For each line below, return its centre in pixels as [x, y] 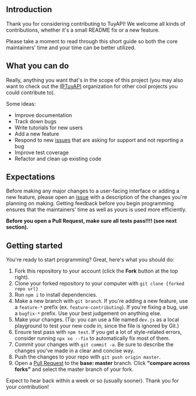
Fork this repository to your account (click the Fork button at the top [96, 271]
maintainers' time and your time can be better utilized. [71, 47]
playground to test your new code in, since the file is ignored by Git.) [97, 326]
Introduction [29, 10]
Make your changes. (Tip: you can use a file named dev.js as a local [97, 320]
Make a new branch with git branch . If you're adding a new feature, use [101, 301]
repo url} [27, 289]
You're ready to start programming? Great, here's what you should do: [90, 260]
